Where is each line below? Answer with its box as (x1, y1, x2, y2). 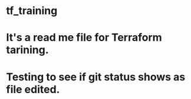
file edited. (6, 83, 60, 96)
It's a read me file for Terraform (6, 31, 162, 45)
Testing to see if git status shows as (6, 70, 186, 83)
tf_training (6, 4, 58, 18)
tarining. (6, 43, 49, 57)
